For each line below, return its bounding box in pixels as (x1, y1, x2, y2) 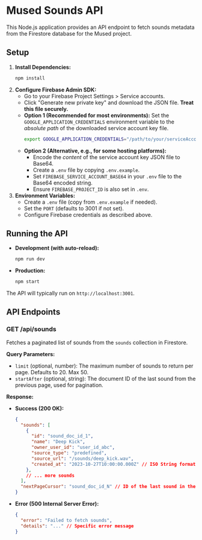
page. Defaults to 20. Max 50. (14, 368, 89, 375)
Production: (14, 267, 46, 274)
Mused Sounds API (6, 4, 103, 17)
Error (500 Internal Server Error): (14, 500, 99, 507)
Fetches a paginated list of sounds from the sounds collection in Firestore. (6, 339, 188, 346)
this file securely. (23, 105, 69, 112)
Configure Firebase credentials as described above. (23, 211, 153, 218)
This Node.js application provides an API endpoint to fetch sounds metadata (6, 24, 195, 31)
